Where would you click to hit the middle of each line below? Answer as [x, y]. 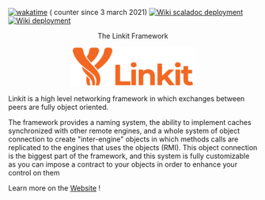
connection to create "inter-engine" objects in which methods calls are [123, 139]
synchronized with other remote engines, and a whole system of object [124, 131]
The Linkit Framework [133, 36]
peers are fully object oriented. [59, 108]
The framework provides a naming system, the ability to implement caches [130, 123]
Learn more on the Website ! [55, 188]
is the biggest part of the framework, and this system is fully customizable [129, 156]
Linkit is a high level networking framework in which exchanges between [127, 99]
